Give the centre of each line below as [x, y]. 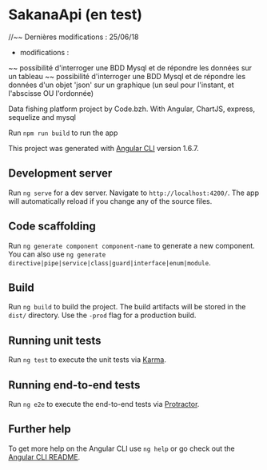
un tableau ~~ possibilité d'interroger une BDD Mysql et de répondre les [127, 76]
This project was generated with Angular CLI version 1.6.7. [104, 148]
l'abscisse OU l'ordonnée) [51, 93]
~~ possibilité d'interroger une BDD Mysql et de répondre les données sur [130, 68]
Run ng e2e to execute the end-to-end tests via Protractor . [104, 404]
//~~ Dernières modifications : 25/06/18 [74, 37]
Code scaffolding [52, 227]
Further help [40, 429]
